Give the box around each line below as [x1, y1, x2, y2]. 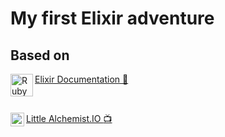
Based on [10, 47, 70, 64]
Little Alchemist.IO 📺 [26, 113, 113, 124]
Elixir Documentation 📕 [34, 73, 129, 85]
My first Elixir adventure [10, 7, 215, 30]
